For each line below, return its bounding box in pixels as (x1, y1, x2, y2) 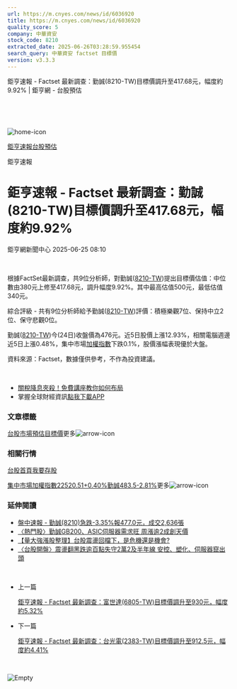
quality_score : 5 (7, 23, 59, 31)
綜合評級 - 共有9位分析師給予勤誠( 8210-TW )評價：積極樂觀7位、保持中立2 (7, 307, 224, 315)
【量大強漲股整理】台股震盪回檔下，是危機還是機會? (17, 536, 170, 544)
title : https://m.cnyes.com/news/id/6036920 (7, 17, 141, 24)
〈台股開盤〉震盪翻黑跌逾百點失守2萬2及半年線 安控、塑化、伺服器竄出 (17, 544, 226, 553)
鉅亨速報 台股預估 (7, 142, 57, 150)
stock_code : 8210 (7, 37, 59, 44)
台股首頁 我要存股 (7, 466, 57, 475)
